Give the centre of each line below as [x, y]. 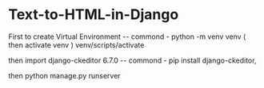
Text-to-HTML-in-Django [94, 15]
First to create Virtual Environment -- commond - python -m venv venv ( [127, 36]
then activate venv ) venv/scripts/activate [76, 44]
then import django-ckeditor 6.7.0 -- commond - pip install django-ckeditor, [132, 60]
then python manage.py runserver [65, 75]
